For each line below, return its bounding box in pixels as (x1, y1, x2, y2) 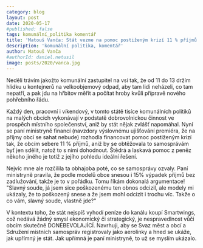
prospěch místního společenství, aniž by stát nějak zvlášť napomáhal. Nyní (6, 120, 193, 128)
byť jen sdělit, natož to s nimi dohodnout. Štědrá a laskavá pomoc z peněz (6, 146, 191, 154)
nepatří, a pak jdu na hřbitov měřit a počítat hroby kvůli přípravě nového (6, 89, 186, 97)
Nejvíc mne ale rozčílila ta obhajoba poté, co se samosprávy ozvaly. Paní (6, 165, 188, 172)
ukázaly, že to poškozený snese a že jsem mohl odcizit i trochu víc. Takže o (6, 190, 196, 198)
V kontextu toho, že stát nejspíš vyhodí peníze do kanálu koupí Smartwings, (6, 208, 196, 216)
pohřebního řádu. (6, 95, 50, 103)
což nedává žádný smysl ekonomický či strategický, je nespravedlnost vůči (6, 215, 194, 222)
